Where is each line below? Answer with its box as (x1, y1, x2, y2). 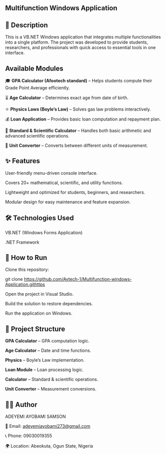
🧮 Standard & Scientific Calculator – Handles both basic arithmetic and (5, 128, 151, 133)
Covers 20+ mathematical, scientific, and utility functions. (5, 180, 123, 186)
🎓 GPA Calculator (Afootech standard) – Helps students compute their (5, 78, 153, 84)
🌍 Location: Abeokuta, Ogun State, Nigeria (5, 443, 93, 449)
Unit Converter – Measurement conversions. (5, 386, 97, 392)
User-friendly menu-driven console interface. (5, 170, 98, 176)
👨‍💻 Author (5, 400, 38, 409)
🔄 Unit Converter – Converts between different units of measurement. (5, 142, 148, 148)
